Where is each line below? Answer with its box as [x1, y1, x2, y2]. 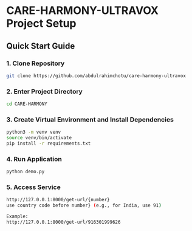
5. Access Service [6, 183, 61, 191]
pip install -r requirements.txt [6, 140, 91, 147]
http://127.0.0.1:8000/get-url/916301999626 [6, 219, 121, 225]
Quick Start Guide [6, 41, 75, 51]
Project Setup [6, 16, 77, 30]
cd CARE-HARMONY [6, 101, 47, 107]
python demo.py [6, 168, 45, 175]
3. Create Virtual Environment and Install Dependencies [6, 115, 174, 123]
